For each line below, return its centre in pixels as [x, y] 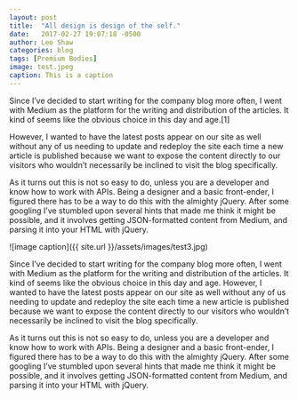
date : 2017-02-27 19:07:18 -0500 [75, 34]
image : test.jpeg [41, 68]
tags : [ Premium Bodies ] [53, 59]
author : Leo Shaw [41, 42]
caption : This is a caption [61, 76]
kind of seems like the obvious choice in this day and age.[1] [120, 119]
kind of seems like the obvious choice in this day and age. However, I [136, 283]
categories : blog [41, 51]
